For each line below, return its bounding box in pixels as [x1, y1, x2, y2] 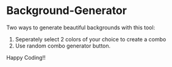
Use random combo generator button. [15, 42, 111, 49]
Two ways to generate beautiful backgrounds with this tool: [6, 24, 156, 31]
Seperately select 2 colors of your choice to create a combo [15, 35, 167, 43]
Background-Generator [6, 4, 127, 18]
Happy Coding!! [6, 54, 46, 61]
